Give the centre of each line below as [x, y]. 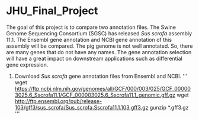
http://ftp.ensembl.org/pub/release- [58, 101]
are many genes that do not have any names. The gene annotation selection [99, 52]
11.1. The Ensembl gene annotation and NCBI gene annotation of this [89, 39]
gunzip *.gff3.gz [169, 107]
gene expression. [27, 65]
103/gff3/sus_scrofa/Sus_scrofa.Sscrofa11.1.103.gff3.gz [81, 107]
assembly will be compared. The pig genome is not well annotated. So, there [99, 46]
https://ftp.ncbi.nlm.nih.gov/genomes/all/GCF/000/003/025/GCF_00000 [103, 88]
